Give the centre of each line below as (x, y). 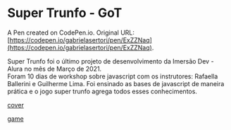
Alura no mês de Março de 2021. (55, 69)
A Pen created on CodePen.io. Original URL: (71, 32)
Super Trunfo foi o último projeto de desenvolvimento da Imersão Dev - (111, 61)
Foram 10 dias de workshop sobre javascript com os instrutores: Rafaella (113, 76)
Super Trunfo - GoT (65, 13)
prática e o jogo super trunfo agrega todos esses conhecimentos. (102, 91)
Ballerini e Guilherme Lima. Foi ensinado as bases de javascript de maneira (116, 83)
